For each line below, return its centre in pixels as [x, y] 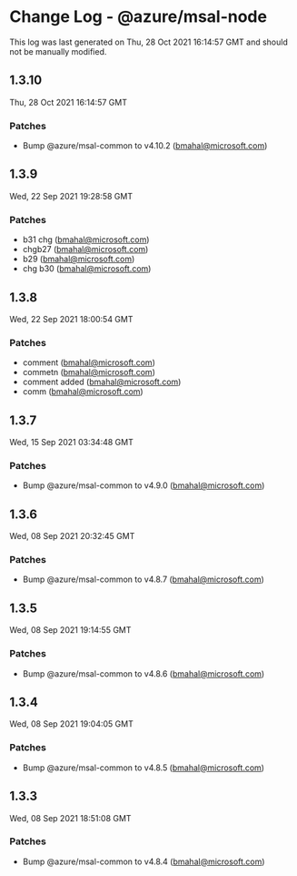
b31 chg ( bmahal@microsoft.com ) [86, 239]
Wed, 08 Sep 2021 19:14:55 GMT [70, 630]
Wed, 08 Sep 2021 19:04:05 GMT [71, 724]
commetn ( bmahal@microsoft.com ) [89, 372]
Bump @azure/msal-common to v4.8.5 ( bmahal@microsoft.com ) [144, 768]
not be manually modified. [58, 51]
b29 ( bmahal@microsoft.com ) [79, 259]
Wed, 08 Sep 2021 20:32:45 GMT [72, 536]
